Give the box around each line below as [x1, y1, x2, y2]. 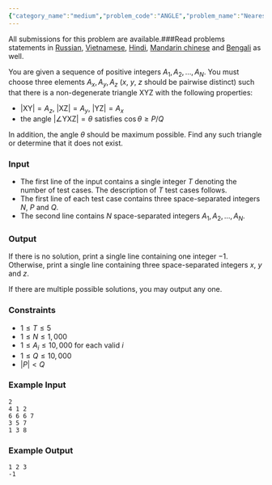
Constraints [8, 305, 57, 316]
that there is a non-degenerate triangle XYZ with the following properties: [8, 88, 253, 98]
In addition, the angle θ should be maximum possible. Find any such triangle [8, 130, 262, 140]
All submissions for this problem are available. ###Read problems [8, 34, 225, 44]
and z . [8, 268, 30, 279]
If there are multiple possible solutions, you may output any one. [8, 285, 223, 294]
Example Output [8, 445, 74, 456]
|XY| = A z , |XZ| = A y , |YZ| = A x [19, 103, 124, 116]
